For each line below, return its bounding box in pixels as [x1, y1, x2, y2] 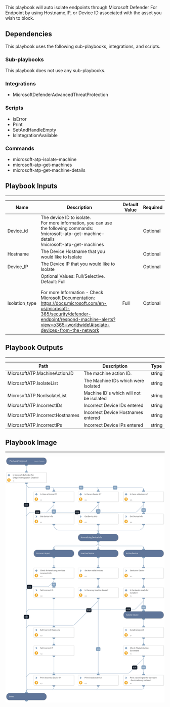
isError [12, 116, 27, 122]
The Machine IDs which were [83, 377, 144, 383]
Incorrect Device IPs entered [83, 422, 143, 428]
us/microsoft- [40, 306, 70, 312]
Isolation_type [7, 300, 37, 306]
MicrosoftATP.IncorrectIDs [7, 402, 63, 408]
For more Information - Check [40, 290, 104, 296]
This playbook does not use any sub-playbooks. [5, 68, 106, 74]
